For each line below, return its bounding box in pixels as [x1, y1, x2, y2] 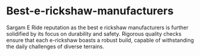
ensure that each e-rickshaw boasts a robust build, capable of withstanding [6, 36, 194, 43]
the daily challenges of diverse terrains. [6, 43, 104, 50]
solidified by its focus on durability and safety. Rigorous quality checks [6, 30, 182, 37]
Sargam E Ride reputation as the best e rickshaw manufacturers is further [6, 24, 189, 31]
